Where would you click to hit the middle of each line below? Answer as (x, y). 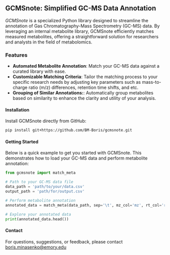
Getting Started (22, 141)
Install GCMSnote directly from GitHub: (46, 121)
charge (20, 87)
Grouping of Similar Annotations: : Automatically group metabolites (83, 93)
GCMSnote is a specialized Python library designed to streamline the (77, 20)
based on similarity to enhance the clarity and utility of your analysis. (84, 98)
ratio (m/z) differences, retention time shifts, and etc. (83, 87)
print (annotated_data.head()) (37, 219)
